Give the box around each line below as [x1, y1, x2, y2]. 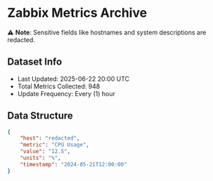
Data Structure [7, 110, 74, 122]
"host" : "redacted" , [20, 135, 80, 142]
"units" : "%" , [20, 154, 61, 162]
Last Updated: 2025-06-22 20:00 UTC [17, 74, 130, 83]
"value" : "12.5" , [20, 148, 71, 155]
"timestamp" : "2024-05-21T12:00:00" [20, 161, 128, 168]
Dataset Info [7, 56, 63, 68]
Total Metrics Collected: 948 [17, 82, 101, 90]
